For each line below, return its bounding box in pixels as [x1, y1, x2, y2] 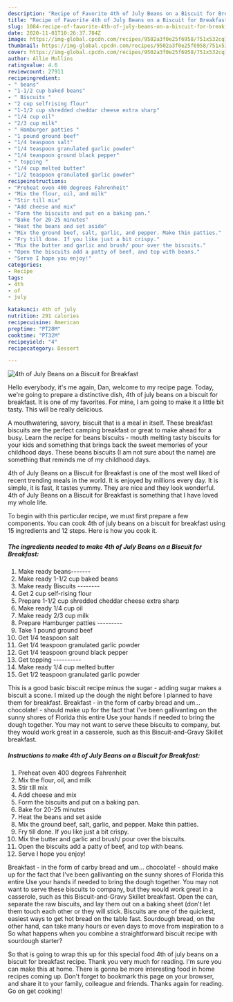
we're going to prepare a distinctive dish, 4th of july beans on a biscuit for [8, 391, 218, 399]
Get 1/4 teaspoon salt [17, 633, 79, 642]
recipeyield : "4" [8, 338, 58, 345]
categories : [8, 261, 42, 268]
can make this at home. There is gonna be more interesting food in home [8, 965, 215, 974]
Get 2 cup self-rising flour [17, 590, 92, 598]
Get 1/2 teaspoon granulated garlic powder [17, 670, 140, 679]
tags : [8, 274, 24, 281]
